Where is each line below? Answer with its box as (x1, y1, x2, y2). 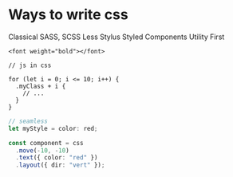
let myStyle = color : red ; (8, 124, 98, 132)
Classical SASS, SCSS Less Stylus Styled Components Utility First (8, 32, 225, 41)
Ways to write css (8, 6, 129, 24)
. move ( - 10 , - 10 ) (15, 146, 69, 155)
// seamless (8, 117, 48, 125)
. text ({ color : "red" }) (15, 154, 98, 162)
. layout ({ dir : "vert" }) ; (15, 161, 105, 169)
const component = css (8, 139, 84, 147)
